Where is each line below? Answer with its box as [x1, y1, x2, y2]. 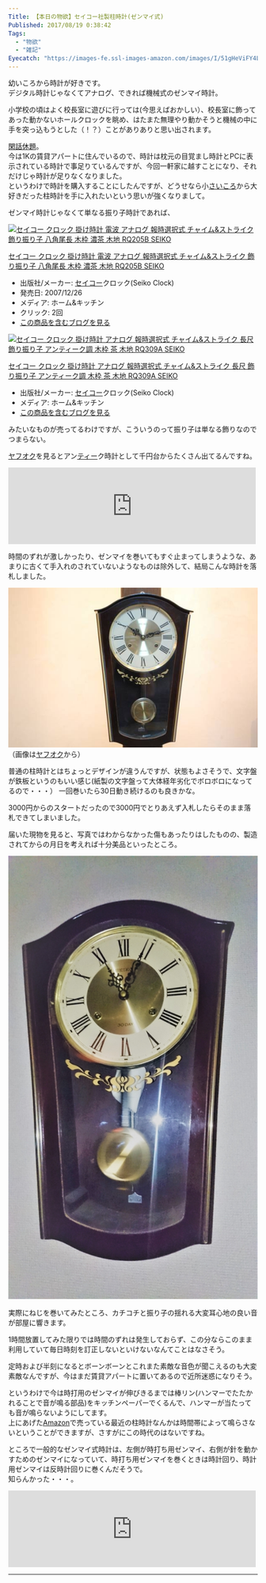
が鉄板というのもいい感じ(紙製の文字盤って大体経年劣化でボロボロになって [8, 776, 253, 786]
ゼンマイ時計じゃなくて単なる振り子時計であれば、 [8, 208, 175, 217]
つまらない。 [8, 435, 50, 443]
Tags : [8, 29, 26, 37]
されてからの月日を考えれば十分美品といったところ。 [8, 840, 182, 849]
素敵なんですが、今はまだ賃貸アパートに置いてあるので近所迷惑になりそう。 [8, 1372, 257, 1381]
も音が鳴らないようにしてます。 [8, 1408, 112, 1418]
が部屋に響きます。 [8, 1318, 70, 1327]
